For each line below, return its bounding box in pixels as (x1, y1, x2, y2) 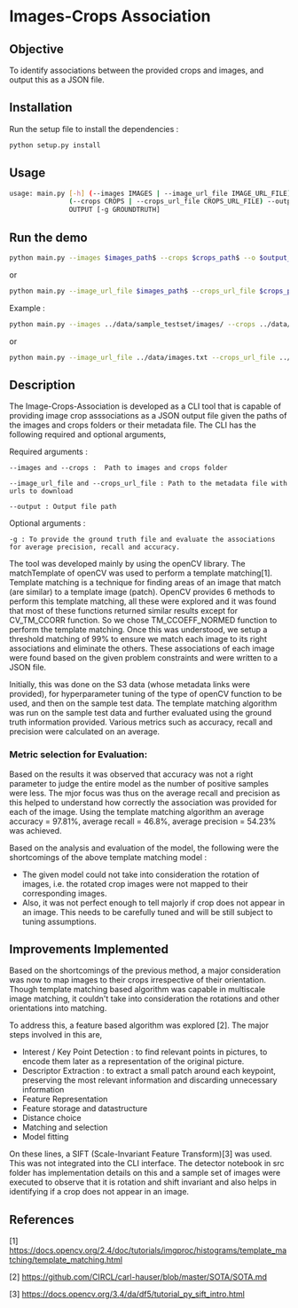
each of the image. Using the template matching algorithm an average (9, 806, 264, 817)
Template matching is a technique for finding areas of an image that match (9, 577, 282, 588)
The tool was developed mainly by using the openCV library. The (9, 559, 246, 569)
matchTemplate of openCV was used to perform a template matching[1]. (9, 568, 273, 578)
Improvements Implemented (9, 942, 169, 957)
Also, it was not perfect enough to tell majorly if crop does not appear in (21, 897, 286, 908)
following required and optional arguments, (9, 429, 167, 440)
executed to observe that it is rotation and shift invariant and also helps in (9, 1177, 278, 1187)
